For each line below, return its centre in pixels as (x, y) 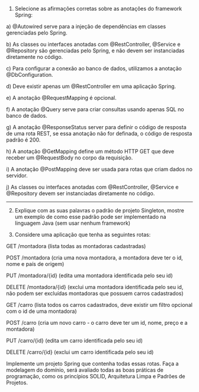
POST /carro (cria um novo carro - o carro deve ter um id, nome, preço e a (97, 323)
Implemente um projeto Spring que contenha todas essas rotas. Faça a (92, 363)
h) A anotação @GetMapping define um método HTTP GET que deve (90, 151)
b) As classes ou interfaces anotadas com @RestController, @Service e (93, 44)
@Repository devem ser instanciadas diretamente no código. (81, 193)
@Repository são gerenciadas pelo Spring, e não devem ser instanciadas (95, 51)
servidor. (17, 175)
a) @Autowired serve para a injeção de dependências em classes (86, 26)
